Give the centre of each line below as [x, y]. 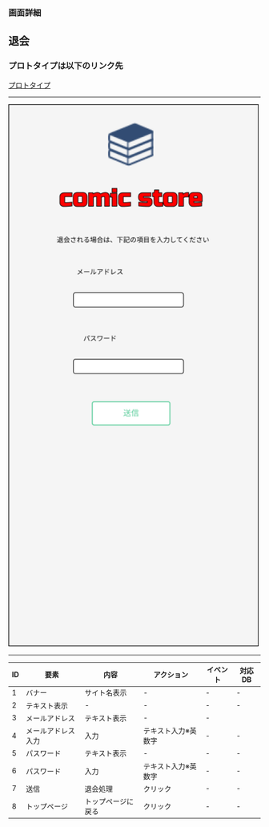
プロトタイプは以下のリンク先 [66, 66]
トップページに [109, 801]
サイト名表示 [106, 693]
